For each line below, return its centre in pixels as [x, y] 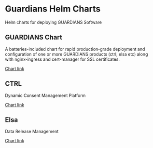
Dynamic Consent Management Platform [45, 95]
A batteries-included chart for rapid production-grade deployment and [75, 49]
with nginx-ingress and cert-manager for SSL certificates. [62, 59]
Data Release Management [32, 132]
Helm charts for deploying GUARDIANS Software [54, 22]
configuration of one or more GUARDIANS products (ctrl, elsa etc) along [76, 54]
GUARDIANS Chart [34, 37]
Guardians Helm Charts [53, 9]
